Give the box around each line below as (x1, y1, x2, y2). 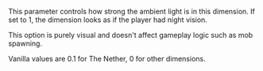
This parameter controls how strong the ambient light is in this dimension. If (8, 7, 256, 16)
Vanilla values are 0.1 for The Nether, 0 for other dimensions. (8, 54, 206, 63)
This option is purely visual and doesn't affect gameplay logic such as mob (8, 31, 253, 39)
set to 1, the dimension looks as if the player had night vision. (8, 15, 208, 24)
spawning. (8, 39, 42, 48)
